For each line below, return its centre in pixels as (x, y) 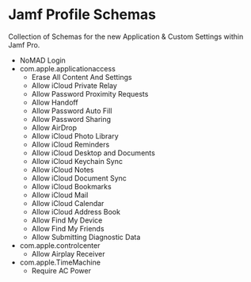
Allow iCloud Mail (60, 195)
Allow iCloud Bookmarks (72, 186)
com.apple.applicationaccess (68, 68)
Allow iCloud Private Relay (74, 86)
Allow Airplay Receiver (68, 253)
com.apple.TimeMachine (60, 262)
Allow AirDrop (54, 128)
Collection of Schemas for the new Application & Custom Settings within (126, 36)
